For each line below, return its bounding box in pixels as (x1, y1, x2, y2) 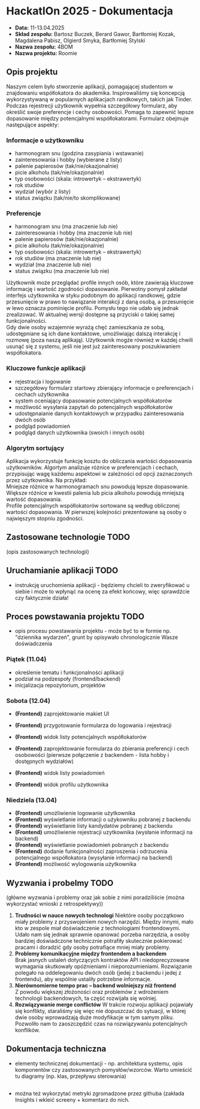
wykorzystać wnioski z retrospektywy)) (6, 900, 104, 907)
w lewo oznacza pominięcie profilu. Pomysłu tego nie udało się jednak (6, 305, 179, 312)
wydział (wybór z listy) (14, 188, 71, 196)
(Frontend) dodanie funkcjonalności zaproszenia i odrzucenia (14, 847, 168, 855)
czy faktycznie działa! (14, 594, 69, 601)
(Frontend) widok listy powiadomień (14, 769, 105, 776)
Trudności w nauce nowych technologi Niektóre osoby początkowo (14, 912, 184, 919)
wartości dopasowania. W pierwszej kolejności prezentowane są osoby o (6, 508, 187, 515)
